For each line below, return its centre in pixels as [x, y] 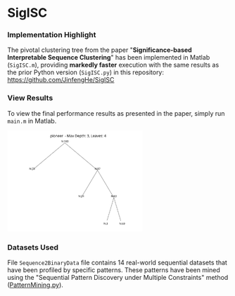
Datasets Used [33, 248]
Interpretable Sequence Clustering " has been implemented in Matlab [109, 58]
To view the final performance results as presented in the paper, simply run [116, 113]
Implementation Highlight [52, 35]
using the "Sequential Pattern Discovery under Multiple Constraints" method [118, 278]
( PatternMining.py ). [35, 285]
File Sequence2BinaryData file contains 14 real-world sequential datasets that [117, 263]
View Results [30, 98]
